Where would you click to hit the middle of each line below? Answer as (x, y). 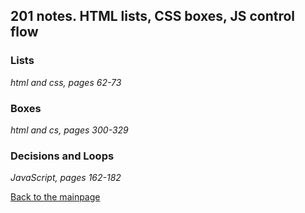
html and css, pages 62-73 (66, 82)
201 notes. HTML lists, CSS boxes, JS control (153, 16)
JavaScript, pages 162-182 (66, 178)
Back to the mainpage (55, 197)
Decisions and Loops (62, 156)
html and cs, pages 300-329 (69, 130)
